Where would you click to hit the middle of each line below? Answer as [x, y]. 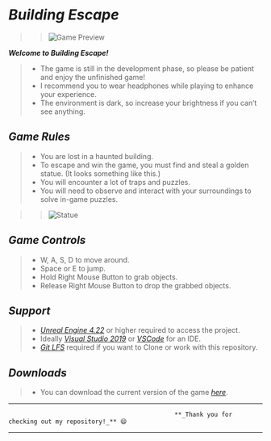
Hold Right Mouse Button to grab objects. [109, 277]
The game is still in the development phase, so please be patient [147, 68]
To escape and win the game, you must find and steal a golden [144, 165]
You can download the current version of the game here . [134, 393]
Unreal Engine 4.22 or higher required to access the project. [140, 330]
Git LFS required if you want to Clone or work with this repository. [149, 347]
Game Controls [47, 240]
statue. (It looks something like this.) [100, 173]
